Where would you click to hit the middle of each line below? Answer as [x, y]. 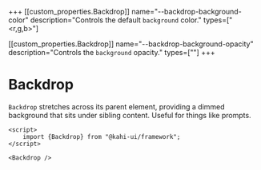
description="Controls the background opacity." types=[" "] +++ [112, 52]
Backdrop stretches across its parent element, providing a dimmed [117, 106]
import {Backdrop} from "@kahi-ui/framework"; [102, 136]
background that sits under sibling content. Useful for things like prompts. [130, 115]
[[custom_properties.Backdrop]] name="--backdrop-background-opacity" [131, 44]
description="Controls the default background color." [116, 20]
